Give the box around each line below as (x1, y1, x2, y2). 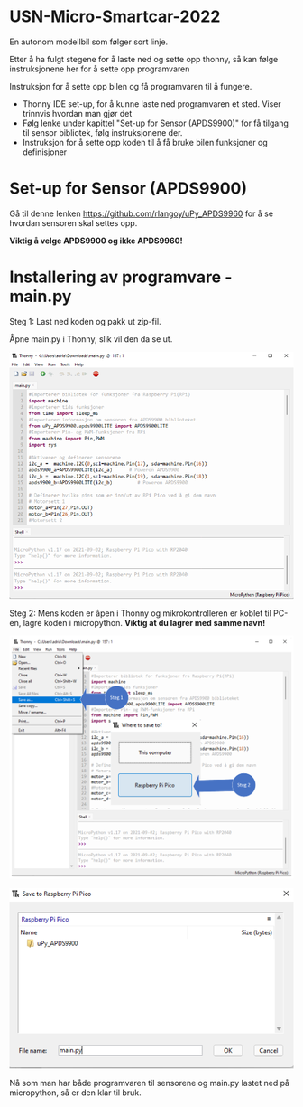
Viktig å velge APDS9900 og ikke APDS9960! (9, 235, 183, 246)
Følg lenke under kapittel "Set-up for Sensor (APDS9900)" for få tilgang (22, 118, 289, 128)
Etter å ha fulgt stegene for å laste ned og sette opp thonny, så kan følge (9, 53, 279, 64)
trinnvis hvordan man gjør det (22, 108, 133, 118)
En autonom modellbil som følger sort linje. (9, 36, 169, 47)
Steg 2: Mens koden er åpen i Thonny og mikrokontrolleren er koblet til (9, 608, 272, 619)
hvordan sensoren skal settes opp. (9, 217, 138, 228)
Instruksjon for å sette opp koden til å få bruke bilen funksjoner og (22, 137, 268, 147)
